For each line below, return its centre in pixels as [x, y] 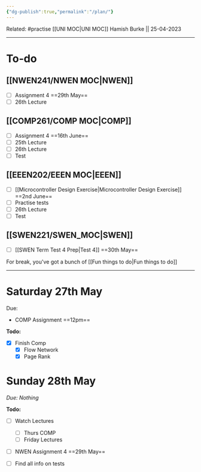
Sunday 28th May [51, 381]
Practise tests [32, 202]
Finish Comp [31, 343]
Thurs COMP [40, 432]
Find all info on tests [39, 464]
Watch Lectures [34, 420]
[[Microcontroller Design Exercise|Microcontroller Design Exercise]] [98, 189]
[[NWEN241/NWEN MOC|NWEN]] [70, 81]
